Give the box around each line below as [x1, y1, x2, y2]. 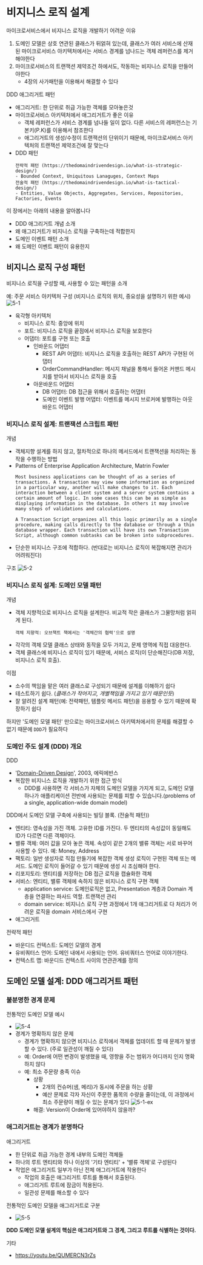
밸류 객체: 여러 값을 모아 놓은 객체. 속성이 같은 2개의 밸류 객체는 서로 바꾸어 [15, 839, 193, 847]
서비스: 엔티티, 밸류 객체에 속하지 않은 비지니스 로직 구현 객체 [15, 877, 159, 885]
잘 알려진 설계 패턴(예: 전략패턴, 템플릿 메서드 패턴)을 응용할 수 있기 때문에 [15, 698, 190, 705]
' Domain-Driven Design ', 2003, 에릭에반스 [15, 769, 119, 776]
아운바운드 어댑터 [33, 380, 75, 387]
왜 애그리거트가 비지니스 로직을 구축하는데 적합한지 [15, 227, 135, 235]
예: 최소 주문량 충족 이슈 [24, 1068, 81, 1075]
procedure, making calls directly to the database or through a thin [15, 522, 195, 528]
